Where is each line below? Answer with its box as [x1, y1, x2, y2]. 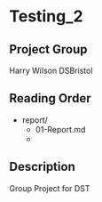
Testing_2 [9, 6, 83, 27]
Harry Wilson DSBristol [9, 65, 93, 76]
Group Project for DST [9, 182, 90, 193]
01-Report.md [35, 124, 86, 134]
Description [9, 159, 75, 174]
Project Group [9, 42, 88, 57]
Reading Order [9, 91, 91, 106]
